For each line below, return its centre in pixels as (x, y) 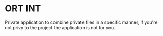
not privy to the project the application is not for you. (60, 27)
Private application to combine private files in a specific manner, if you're (81, 22)
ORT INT (23, 9)
